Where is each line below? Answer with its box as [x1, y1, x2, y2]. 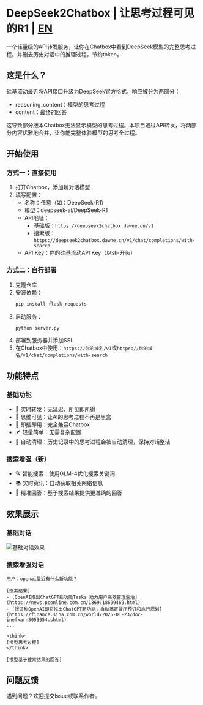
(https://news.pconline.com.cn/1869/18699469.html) [6, 600, 141, 606]
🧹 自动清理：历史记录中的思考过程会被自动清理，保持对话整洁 [15, 438, 171, 445]
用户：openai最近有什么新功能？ [6, 576, 78, 582]
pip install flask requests [15, 301, 87, 307]
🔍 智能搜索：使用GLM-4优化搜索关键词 [15, 470, 115, 477]
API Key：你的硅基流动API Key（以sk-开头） [24, 249, 136, 257]
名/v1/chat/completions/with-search [15, 352, 108, 359]
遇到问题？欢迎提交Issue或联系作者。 [6, 692, 100, 699]
